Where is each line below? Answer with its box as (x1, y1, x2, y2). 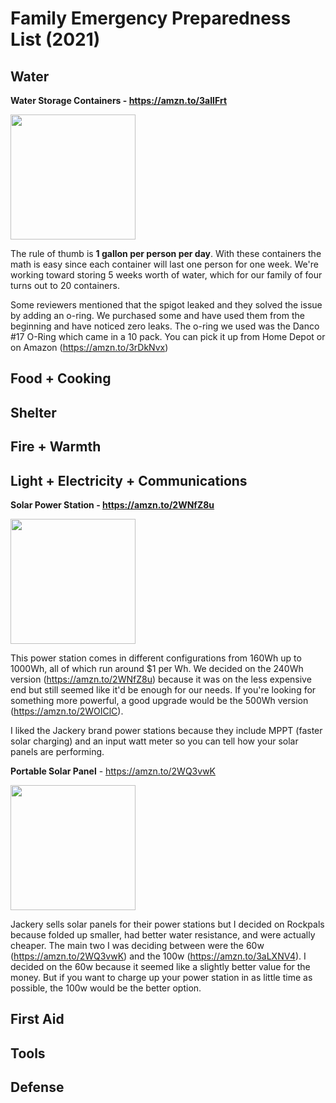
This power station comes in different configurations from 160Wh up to (10, 652, 302, 664)
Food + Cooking (10, 370, 112, 387)
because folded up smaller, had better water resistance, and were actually (10, 928, 316, 941)
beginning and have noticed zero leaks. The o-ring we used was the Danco (10, 320, 320, 332)
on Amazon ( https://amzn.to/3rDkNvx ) (10, 342, 169, 353)
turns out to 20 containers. (10, 280, 120, 291)
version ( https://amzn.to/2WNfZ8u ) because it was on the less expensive (10, 673, 312, 685)
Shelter (10, 404, 57, 421)
